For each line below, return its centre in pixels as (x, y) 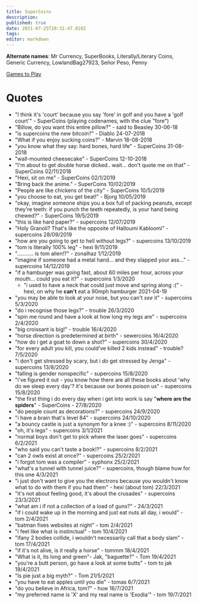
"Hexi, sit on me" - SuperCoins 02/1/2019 (65, 177)
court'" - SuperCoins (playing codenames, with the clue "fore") (92, 121)
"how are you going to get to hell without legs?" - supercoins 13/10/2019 (103, 241)
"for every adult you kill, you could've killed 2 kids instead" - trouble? (99, 348)
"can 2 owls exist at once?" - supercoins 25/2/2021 (77, 455)
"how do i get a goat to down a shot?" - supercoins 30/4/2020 (91, 342)
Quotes (25, 98)
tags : (13, 34)
